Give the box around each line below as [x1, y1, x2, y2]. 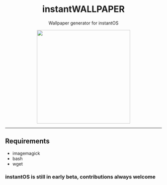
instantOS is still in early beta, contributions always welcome [5, 173, 156, 180]
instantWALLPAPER [42, 3, 125, 15]
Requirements [5, 137, 50, 146]
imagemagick [12, 150, 40, 156]
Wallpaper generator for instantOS [48, 20, 119, 26]
